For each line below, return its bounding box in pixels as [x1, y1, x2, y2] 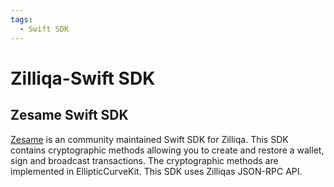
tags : [10, 14, 33, 25]
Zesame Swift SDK [10, 107, 129, 124]
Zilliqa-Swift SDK [10, 67, 156, 90]
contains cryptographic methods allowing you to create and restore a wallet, [10, 144, 325, 156]
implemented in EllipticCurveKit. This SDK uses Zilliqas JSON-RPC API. [10, 165, 303, 177]
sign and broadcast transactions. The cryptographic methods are [10, 154, 279, 166]
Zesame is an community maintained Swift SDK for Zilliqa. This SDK [10, 133, 289, 145]
